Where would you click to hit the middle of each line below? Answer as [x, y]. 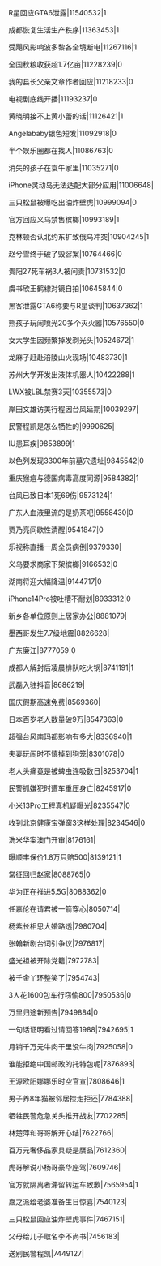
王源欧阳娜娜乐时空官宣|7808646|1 [67, 1081]
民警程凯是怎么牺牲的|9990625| [61, 426]
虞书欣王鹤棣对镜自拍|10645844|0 [66, 288]
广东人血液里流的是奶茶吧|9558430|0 [71, 513]
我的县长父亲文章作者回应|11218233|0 [71, 82]
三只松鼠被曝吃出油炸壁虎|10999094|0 [73, 202]
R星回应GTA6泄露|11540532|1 [57, 13]
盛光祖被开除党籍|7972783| [54, 961]
